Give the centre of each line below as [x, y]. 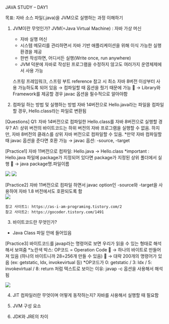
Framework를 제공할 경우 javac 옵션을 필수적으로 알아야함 [70, 94]
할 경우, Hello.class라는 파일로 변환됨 [49, 111]
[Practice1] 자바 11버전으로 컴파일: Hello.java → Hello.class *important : [77, 151]
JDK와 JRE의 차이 [31, 316]
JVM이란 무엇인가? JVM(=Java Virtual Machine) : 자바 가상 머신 [77, 28]
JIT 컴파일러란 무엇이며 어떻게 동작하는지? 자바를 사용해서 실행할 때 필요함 [86, 295]
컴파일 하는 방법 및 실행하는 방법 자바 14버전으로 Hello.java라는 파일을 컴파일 [88, 105]
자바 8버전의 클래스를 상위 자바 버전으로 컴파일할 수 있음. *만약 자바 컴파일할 [87, 134]
